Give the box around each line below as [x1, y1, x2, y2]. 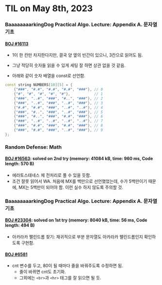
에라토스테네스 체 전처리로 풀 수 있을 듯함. [12, 172, 91, 178]
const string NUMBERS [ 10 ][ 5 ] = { [5, 83, 73, 87]
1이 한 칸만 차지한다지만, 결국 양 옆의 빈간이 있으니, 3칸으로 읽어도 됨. [12, 52, 143, 58]
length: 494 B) [5, 222, 35, 228]
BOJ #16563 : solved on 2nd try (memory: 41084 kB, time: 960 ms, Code [5, 156, 153, 162]
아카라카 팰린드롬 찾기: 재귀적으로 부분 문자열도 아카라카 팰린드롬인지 [12, 234, 143, 240]
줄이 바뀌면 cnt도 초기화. [19, 269, 66, 275]
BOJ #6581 [5, 251, 28, 257]
